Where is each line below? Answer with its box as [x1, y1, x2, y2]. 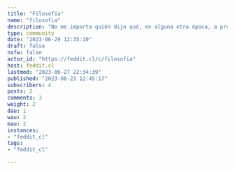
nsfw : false [7, 49, 42, 56]
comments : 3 [7, 95, 42, 102]
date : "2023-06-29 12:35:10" [7, 36, 92, 43]
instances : [7, 127, 39, 134]
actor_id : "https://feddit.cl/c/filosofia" [7, 56, 136, 63]
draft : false [7, 42, 45, 49]
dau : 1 [7, 107, 27, 114]
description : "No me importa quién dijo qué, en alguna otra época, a [7, 23, 218, 30]
